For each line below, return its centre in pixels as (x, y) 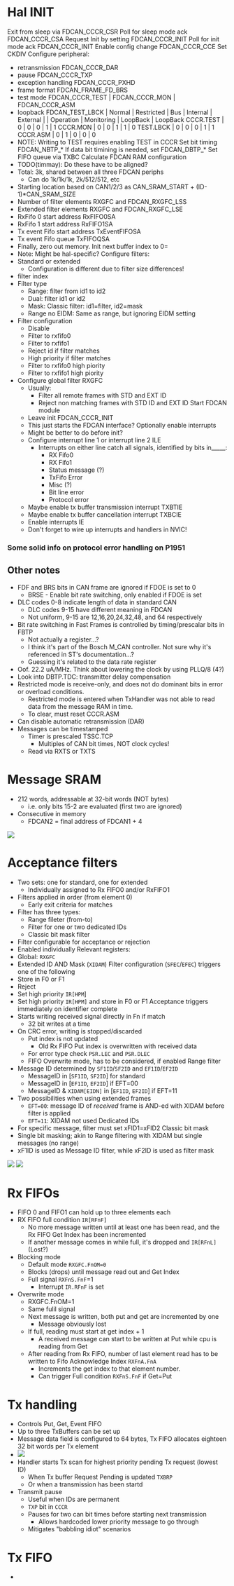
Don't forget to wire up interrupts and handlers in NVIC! (107, 529)
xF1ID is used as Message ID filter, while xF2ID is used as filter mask (116, 1150)
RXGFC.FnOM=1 (51, 1302)
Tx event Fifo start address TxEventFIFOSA (79, 231)
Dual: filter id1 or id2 (57, 298)
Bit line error (66, 492)
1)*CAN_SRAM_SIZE (46, 194)
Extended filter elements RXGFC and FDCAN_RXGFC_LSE (100, 209)
